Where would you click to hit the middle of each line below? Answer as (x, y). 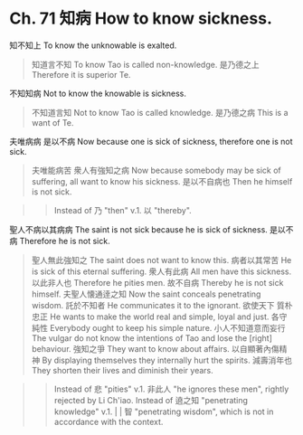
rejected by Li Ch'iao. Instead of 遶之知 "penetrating (151, 400)
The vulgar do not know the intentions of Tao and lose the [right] (152, 338)
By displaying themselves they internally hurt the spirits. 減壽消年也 (167, 360)
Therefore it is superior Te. (81, 74)
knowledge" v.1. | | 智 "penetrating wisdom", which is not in (164, 411)
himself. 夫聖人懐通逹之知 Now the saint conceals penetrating (146, 294)
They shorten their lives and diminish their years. (123, 370)
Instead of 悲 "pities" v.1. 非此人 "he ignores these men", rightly (171, 389)
